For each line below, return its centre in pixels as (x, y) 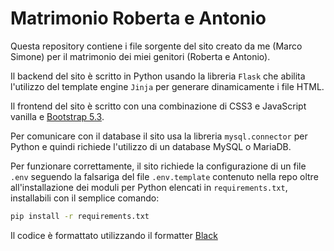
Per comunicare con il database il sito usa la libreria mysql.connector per (159, 136)
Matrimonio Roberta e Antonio (138, 18)
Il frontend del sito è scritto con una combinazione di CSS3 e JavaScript (158, 106)
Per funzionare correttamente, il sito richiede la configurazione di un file (158, 166)
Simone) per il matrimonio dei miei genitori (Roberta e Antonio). (140, 56)
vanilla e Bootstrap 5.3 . (57, 116)
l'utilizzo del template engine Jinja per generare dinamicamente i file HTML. (167, 86)
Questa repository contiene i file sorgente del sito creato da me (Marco (156, 46)
